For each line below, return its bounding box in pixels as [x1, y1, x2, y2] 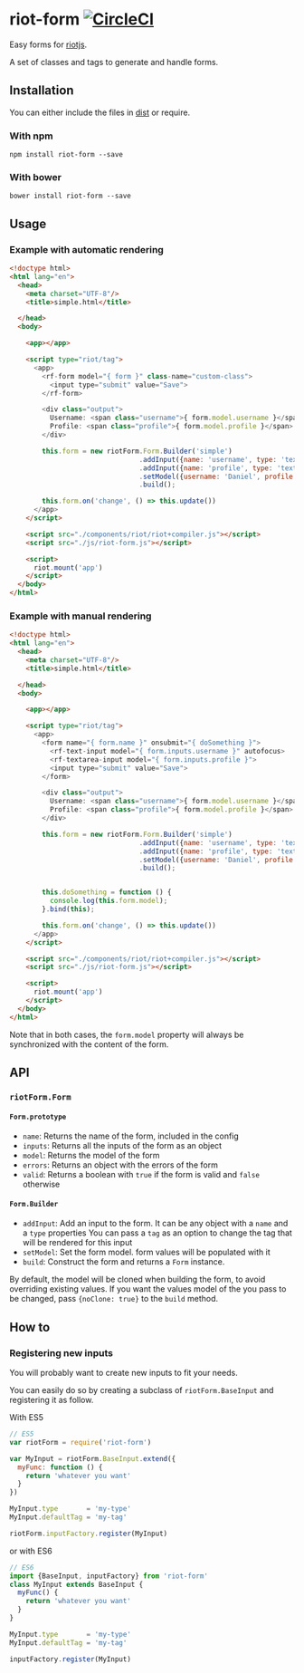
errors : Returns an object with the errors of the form [22, 1159, 219, 1170]
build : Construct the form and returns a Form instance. [22, 1256, 225, 1267]
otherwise [22, 1178, 61, 1190]
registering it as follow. [9, 1395, 94, 1406]
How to [9, 1319, 51, 1335]
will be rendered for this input [22, 1237, 133, 1248]
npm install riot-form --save [9, 150, 124, 159]
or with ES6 [9, 1545, 52, 1556]
